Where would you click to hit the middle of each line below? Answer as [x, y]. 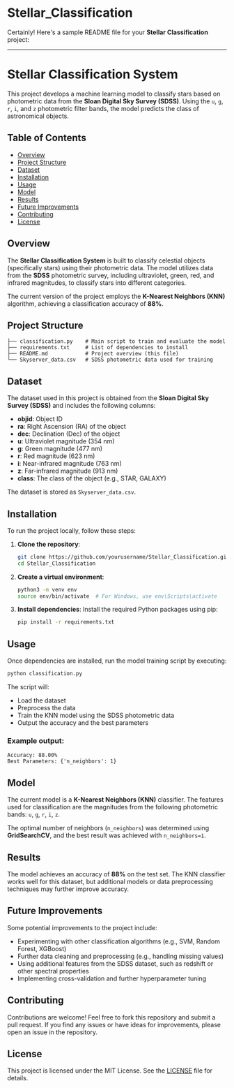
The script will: [29, 687]
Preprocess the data [46, 708]
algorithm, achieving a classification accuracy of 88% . [85, 303]
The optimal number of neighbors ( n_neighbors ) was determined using [108, 828]
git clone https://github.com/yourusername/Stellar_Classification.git [123, 557]
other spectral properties [53, 971]
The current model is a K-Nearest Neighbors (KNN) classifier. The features [116, 800]
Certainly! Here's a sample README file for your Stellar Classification [108, 32]
